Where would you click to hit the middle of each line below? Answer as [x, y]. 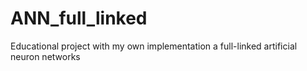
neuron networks [45, 56]
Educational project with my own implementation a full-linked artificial [154, 46]
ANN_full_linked [79, 18]
